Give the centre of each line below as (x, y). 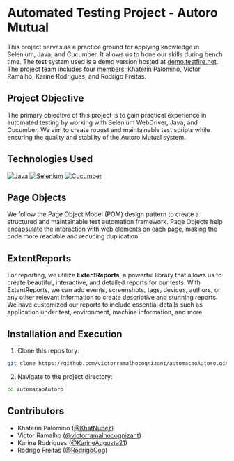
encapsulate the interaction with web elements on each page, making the (112, 229)
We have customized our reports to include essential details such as (105, 305)
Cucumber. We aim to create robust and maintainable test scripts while (109, 129)
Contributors (36, 411)
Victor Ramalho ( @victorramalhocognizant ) (79, 435)
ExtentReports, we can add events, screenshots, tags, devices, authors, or (114, 290)
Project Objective (46, 98)
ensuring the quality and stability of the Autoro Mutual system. (96, 137)
